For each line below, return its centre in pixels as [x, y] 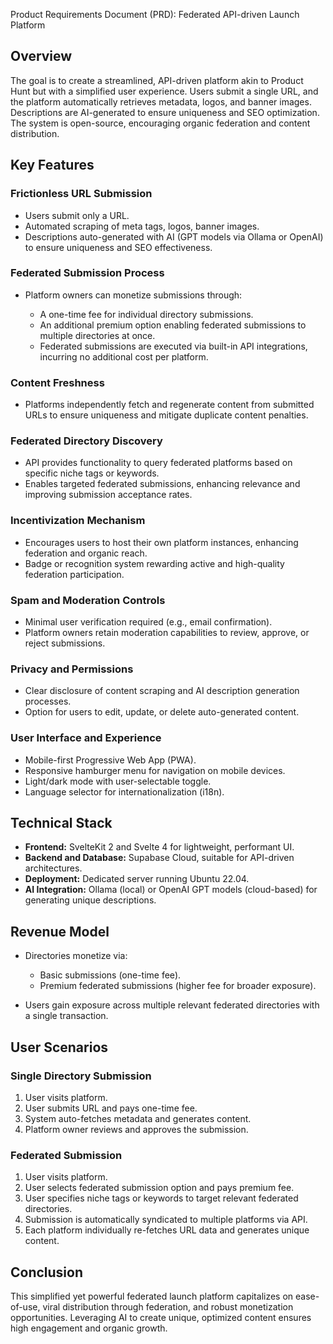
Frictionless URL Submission [81, 194]
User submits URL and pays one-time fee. [111, 1108]
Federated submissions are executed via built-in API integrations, [173, 346]
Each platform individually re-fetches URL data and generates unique [167, 1230]
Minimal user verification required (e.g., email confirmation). [148, 621]
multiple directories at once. [97, 335]
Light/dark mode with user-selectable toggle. [118, 781]
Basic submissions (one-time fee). [110, 975]
